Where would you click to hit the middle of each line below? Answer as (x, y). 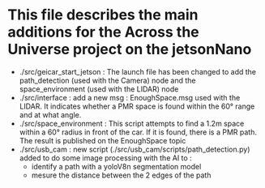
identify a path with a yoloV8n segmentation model (116, 166)
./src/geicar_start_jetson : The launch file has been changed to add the (138, 71)
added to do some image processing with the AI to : (105, 158)
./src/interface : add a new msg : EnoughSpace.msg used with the (130, 97)
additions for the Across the (103, 32)
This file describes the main (103, 15)
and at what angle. (50, 114)
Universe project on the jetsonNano (130, 49)
